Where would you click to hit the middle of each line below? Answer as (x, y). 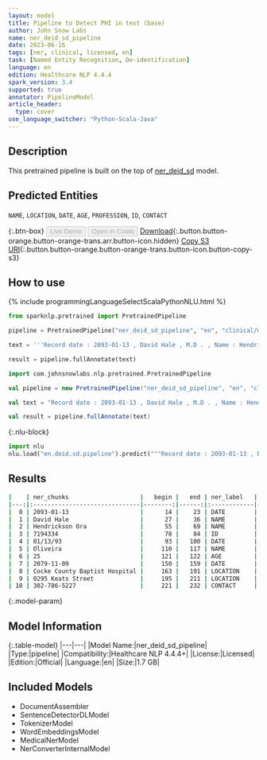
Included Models (50, 687)
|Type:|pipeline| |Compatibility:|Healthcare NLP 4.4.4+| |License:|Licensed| (132, 654)
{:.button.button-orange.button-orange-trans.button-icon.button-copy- (136, 249)
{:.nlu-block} (29, 432)
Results (27, 479)
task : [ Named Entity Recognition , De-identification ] (99, 60)
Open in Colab (112, 231)
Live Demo (66, 231)
